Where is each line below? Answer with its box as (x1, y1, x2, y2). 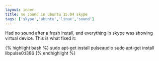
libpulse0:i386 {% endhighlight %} (5, 50, 76, 56)
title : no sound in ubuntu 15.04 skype (5, 12, 88, 17)
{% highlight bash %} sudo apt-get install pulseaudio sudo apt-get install (5, 45, 155, 51)
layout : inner (5, 7, 35, 12)
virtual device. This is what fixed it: (5, 35, 77, 41)
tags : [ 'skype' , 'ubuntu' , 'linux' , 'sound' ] (5, 16, 94, 21)
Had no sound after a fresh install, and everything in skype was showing (5, 30, 153, 36)
